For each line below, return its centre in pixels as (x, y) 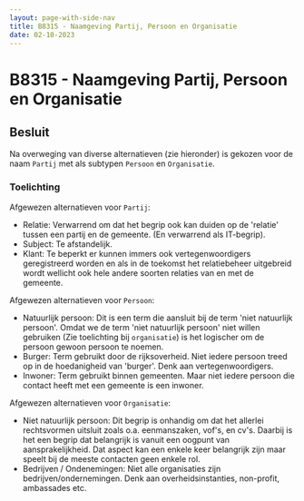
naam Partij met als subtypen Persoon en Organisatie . (112, 163)
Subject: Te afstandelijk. (68, 244)
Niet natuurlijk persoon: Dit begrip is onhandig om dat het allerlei (143, 420)
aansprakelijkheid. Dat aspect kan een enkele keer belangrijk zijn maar (154, 449)
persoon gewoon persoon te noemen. (93, 347)
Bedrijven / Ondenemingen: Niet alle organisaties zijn (122, 468)
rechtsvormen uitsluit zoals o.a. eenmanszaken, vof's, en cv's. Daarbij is (157, 430)
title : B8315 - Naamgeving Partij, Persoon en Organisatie (123, 26)
